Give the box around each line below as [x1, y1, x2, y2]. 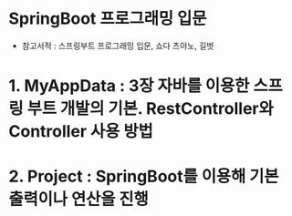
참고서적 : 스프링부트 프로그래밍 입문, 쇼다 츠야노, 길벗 [21, 40, 214, 51]
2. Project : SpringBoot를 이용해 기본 [8, 166, 279, 187]
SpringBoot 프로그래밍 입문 [8, 8, 207, 29]
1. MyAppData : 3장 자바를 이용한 [8, 76, 250, 97]
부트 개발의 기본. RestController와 [26, 98, 275, 119]
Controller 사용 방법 [8, 121, 154, 142]
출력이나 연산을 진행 [8, 189, 150, 210]
